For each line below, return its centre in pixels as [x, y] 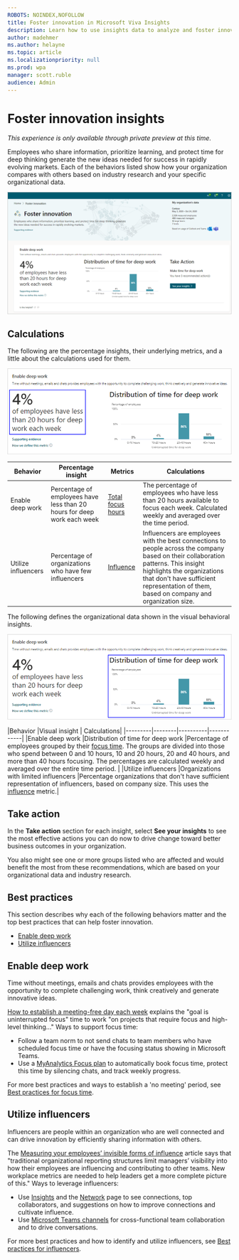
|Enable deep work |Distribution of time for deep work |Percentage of [127, 739]
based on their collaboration [184, 555]
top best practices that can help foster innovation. [80, 922]
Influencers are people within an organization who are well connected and [116, 1131]
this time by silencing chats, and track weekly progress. [99, 1071]
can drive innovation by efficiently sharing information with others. [105, 1139]
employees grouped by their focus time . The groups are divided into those [116, 746]
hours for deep [73, 511]
